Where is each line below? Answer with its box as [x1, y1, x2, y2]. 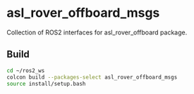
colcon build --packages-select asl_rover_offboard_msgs [6, 74, 178, 81]
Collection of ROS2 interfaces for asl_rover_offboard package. [6, 28, 188, 36]
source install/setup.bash [6, 80, 86, 87]
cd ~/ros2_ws [6, 67, 45, 74]
